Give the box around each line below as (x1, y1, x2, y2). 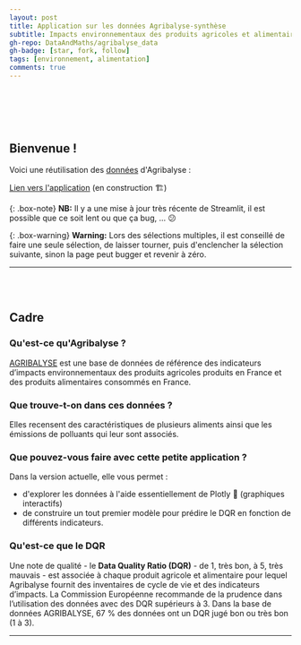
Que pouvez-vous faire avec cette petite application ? (9, 451, 248, 463)
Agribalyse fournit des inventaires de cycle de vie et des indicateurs (9, 579, 260, 589)
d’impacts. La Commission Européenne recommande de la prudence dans (9, 589, 283, 599)
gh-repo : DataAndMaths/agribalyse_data (9, 38, 159, 47)
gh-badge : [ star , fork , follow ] (9, 47, 130, 56)
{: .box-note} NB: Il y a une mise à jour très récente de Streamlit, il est (9, 203, 266, 214)
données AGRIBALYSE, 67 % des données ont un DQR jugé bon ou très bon (9, 607, 289, 618)
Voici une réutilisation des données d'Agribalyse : (9, 165, 192, 176)
